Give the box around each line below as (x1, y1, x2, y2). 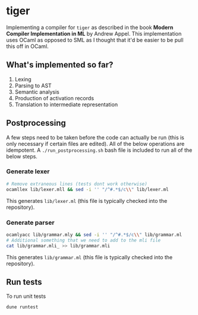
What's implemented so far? (6, 60, 114, 70)
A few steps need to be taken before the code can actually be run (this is (6, 133, 184, 141)
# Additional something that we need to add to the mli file (6, 237, 161, 243)
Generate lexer (6, 167, 50, 176)
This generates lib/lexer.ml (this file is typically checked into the (6, 197, 168, 204)
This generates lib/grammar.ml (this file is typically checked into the (6, 253, 173, 260)
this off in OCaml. (6, 43, 49, 50)
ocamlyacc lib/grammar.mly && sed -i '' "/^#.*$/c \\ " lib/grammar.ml (6, 231, 183, 238)
